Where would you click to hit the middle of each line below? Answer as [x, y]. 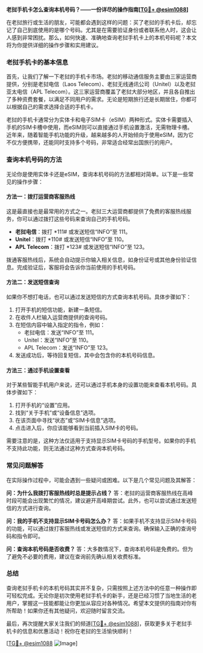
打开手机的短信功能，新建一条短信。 [60, 310]
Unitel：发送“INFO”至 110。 [58, 340]
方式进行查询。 [35, 508]
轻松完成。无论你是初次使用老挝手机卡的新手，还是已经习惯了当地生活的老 [104, 595]
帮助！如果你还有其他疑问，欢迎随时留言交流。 [69, 611]
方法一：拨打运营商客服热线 [41, 197]
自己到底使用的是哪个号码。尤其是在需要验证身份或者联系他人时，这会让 [107, 30]
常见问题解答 [25, 466]
